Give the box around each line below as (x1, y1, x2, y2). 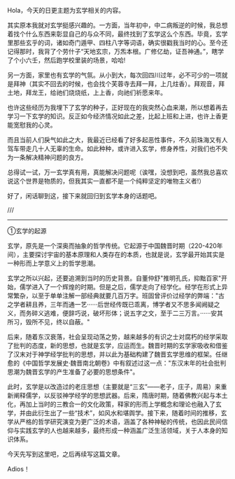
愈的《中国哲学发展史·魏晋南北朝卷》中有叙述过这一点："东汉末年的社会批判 (7, 359, 227, 367)
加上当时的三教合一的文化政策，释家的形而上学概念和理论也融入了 (25, 400, 215, 408)
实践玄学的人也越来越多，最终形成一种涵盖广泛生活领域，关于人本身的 (19, 426, 222, 434)
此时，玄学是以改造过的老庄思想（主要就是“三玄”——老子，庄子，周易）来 (7, 382, 222, 391)
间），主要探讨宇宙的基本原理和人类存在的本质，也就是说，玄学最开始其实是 (7, 251, 225, 258)
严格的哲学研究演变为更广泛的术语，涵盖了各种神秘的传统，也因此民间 (19, 417, 222, 426)
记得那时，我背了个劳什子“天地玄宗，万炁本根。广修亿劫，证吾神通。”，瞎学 (7, 48, 225, 55)
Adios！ (7, 465, 30, 473)
